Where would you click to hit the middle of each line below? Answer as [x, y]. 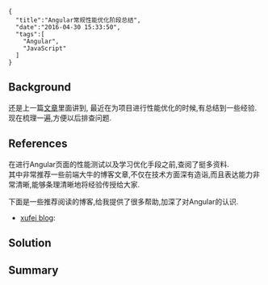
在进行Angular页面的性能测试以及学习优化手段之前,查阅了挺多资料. [119, 164]
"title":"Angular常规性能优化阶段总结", [78, 20]
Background [40, 88]
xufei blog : [38, 217]
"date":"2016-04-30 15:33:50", [68, 27]
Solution [30, 243]
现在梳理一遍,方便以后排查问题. [60, 118]
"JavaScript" [45, 48]
